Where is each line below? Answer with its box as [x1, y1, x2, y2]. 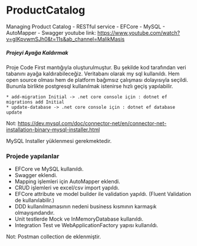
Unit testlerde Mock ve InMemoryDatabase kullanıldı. [14, 215, 143, 222]
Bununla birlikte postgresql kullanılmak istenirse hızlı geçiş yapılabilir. [6, 82, 173, 89]
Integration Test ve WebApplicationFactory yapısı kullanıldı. [14, 222, 158, 229]
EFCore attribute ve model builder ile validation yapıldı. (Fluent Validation [14, 191, 192, 198]
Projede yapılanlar [6, 152, 60, 160]
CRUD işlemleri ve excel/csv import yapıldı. [14, 184, 120, 191]
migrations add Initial [6, 99, 65, 105]
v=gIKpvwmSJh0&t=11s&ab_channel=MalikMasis [6, 35, 125, 42]
